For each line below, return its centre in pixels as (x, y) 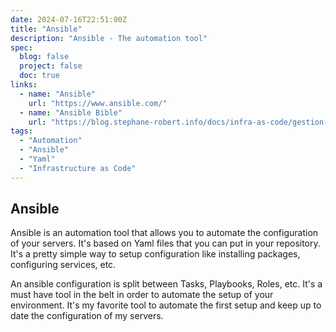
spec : (21, 47)
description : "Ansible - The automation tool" (109, 38)
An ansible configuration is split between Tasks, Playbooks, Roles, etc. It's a (166, 284)
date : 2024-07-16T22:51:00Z (69, 19)
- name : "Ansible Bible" (71, 112)
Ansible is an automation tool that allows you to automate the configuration (164, 233)
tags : (21, 131)
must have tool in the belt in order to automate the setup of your (142, 295)
